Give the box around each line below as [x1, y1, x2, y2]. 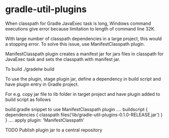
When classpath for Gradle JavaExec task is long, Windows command [5, 20, 151, 26]
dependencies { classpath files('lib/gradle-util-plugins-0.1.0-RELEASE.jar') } [5, 112, 163, 118]
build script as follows [5, 96, 51, 102]
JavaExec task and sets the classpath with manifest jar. [5, 56, 120, 62]
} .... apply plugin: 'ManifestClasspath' [5, 117, 85, 123]
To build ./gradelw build [5, 66, 55, 72]
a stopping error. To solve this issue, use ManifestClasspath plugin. [5, 41, 145, 47]
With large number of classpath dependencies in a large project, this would [5, 36, 162, 42]
